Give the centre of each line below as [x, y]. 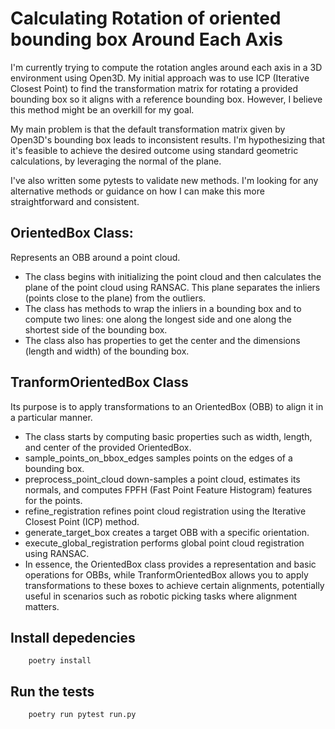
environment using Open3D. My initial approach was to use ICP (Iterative [160, 78]
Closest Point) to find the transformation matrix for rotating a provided [154, 88]
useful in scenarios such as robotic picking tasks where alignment [161, 596]
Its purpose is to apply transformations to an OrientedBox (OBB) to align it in [167, 406]
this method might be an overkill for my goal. [102, 109]
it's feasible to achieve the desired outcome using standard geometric [154, 150]
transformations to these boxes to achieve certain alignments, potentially [174, 585]
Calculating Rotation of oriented [146, 18]
